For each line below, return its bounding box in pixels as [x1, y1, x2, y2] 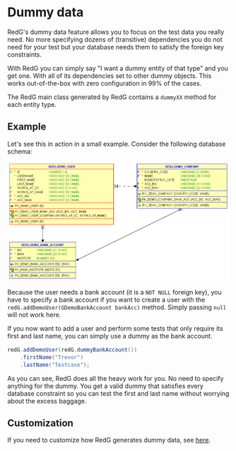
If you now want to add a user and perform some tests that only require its [7, 324, 224, 333]
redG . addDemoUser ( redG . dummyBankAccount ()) [7, 346, 138, 354]
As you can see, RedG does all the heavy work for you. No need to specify [7, 374, 224, 382]
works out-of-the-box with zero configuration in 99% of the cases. [7, 79, 202, 87]
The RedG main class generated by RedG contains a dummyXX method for [7, 93, 217, 101]
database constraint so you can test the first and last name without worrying [7, 389, 230, 397]
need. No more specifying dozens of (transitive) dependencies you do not [7, 35, 223, 43]
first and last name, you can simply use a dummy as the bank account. [7, 332, 213, 341]
